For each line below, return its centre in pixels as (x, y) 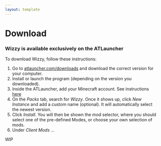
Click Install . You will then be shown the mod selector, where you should (84, 115)
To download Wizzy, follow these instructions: (51, 59)
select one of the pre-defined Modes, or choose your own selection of (82, 120)
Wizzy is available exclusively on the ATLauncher (64, 48)
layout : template (22, 9)
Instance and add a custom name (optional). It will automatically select (82, 104)
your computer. (27, 73)
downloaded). (26, 84)
